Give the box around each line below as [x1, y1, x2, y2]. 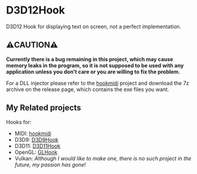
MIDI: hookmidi [14, 130, 52, 137]
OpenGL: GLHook [14, 148, 58, 156]
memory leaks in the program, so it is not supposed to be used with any [6, 62, 184, 69]
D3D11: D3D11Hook [14, 142, 61, 149]
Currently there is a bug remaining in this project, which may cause [6, 55, 173, 62]
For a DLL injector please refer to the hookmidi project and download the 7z [6, 79, 189, 86]
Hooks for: [6, 118, 32, 125]
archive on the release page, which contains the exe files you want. [6, 86, 169, 93]
